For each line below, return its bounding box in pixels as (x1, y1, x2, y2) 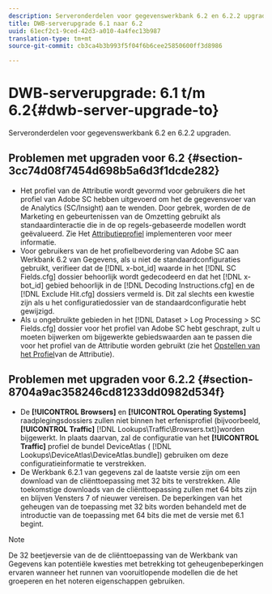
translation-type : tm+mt (8, 34, 92, 43)
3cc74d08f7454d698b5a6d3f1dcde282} (8, 164, 220, 178)
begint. (19, 519, 45, 528)
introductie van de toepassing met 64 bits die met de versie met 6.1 (19, 510, 244, 519)
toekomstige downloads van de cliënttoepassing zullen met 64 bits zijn (19, 484, 257, 494)
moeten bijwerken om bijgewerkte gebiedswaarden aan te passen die (19, 331, 253, 341)
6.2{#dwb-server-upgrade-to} (8, 101, 219, 120)
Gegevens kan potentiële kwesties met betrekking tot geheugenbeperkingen (8, 558, 264, 568)
